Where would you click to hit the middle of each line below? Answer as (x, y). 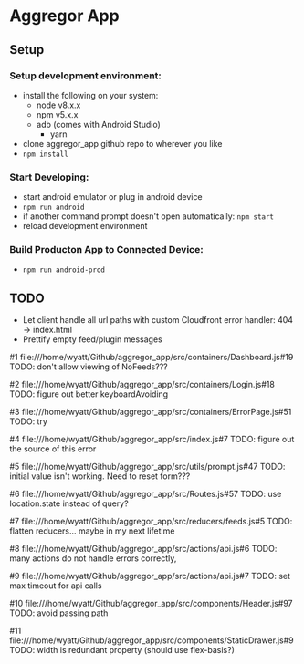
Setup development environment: (86, 76)
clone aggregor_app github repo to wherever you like (122, 143)
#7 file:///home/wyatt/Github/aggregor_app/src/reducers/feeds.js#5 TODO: (151, 522)
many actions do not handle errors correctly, (93, 558)
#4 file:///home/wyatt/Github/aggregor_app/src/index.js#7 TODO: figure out (152, 440)
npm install (45, 154)
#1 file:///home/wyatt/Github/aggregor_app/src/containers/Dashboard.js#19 (152, 358)
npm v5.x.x (57, 114)
